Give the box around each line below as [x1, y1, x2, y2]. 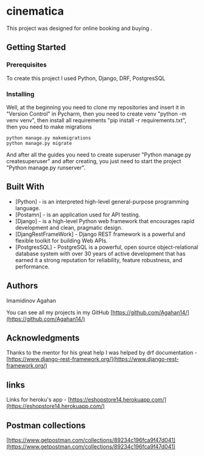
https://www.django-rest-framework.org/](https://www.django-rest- [8, 356, 180, 363]
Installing [6, 90, 35, 98]
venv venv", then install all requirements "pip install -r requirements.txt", [6, 116, 187, 123]
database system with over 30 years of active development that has [15, 249, 186, 257]
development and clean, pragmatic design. [15, 224, 123, 231]
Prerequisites [6, 61, 47, 69]
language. [15, 204, 41, 211]
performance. [15, 263, 50, 270]
